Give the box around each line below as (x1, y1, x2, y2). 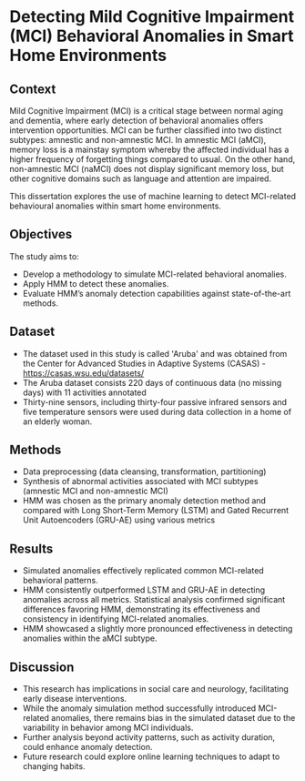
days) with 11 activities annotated (22, 387, 147, 398)
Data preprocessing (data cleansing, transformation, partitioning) (22, 466, 267, 477)
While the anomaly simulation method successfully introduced (22, 703, 257, 714)
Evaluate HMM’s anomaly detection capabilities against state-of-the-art (22, 288, 291, 299)
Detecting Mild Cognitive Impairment (9, 6, 294, 27)
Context (9, 81, 56, 96)
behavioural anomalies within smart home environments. (9, 200, 221, 211)
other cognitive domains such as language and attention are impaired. (9, 173, 271, 184)
